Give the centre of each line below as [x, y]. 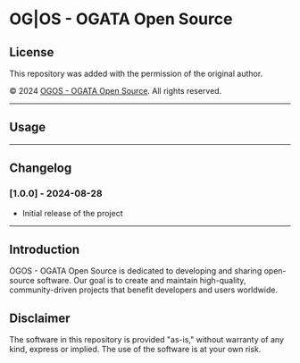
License [32, 52]
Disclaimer [40, 318]
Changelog [41, 169]
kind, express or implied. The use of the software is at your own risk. [135, 350]
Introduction [45, 249]
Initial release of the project [72, 213]
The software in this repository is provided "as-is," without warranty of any [146, 340]
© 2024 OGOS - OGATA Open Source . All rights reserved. [116, 91]
